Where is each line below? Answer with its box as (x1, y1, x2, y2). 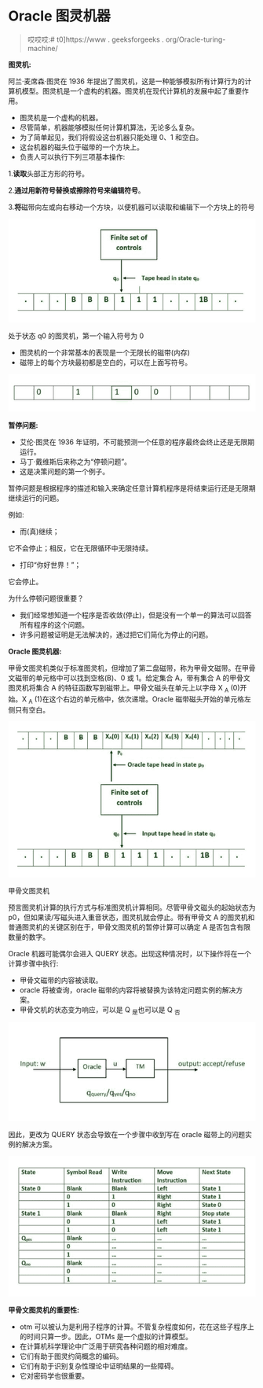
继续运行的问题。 (8, 493, 64, 503)
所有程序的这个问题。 (19, 620, 89, 629)
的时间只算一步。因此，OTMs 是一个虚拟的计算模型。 (19, 1331, 193, 1341)
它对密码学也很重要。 (19, 1371, 89, 1380)
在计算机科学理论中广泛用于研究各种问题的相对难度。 (19, 1342, 192, 1351)
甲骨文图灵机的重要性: (8, 1305, 80, 1314)
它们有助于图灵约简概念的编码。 (19, 1351, 123, 1360)
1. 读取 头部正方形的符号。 (8, 168, 89, 178)
